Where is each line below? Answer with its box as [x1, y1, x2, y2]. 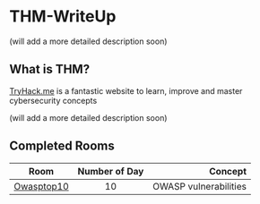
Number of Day [77, 165, 144, 177]
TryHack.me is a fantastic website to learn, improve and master [9, 85, 243, 96]
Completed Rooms [9, 139, 115, 154]
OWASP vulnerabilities [152, 180, 247, 192]
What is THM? [9, 62, 91, 77]
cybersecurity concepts [9, 95, 98, 106]
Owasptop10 [13, 180, 69, 192]
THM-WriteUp [9, 6, 117, 27]
